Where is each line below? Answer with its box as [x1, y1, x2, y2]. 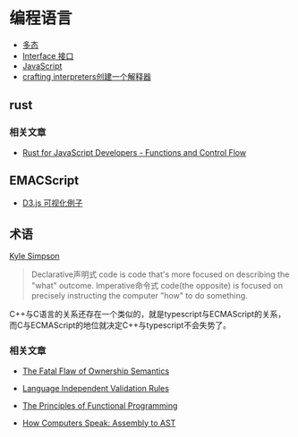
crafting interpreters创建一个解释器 [21, 71, 152, 81]
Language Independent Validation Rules [21, 382, 170, 393]
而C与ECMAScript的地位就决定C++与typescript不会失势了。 [9, 320, 231, 331]
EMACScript [9, 173, 80, 189]
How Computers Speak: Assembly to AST [21, 417, 176, 428]
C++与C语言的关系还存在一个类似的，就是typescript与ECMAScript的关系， [9, 309, 286, 320]
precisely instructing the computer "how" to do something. [30, 290, 248, 301]
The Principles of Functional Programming [21, 399, 178, 411]
